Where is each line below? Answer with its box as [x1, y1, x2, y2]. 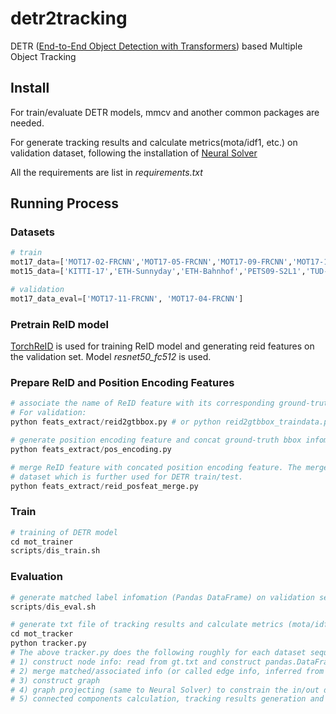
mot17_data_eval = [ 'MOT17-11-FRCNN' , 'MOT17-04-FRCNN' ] [10, 293, 244, 304]
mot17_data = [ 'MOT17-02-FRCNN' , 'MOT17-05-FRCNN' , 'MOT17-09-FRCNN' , [10, 257, 293, 267]
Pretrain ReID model [10, 317, 110, 331]
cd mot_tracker [10, 629, 74, 639]
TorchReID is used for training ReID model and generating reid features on [10, 340, 315, 352]
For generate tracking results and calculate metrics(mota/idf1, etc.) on [10, 136, 298, 148]
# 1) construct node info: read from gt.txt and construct [10, 657, 262, 667]
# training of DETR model [10, 527, 118, 537]
